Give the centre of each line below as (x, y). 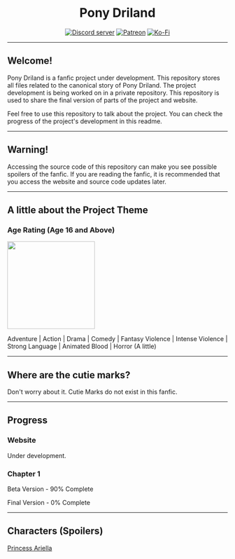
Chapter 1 (24, 474)
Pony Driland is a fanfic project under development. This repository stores (114, 78)
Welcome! (30, 61)
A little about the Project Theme (78, 210)
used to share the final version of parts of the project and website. (102, 100)
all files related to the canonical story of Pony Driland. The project (102, 85)
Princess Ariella (30, 548)
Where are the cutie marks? (69, 375)
